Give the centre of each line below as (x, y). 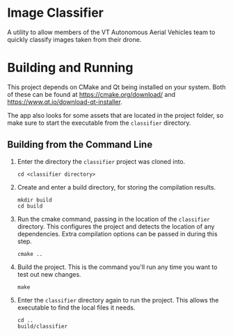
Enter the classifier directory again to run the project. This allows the (118, 300)
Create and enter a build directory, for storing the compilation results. (116, 187)
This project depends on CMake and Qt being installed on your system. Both (116, 87)
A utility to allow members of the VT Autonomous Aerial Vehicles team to (111, 32)
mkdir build (34, 200)
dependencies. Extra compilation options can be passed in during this (117, 234)
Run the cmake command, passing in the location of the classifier (113, 219)
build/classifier (42, 326)
